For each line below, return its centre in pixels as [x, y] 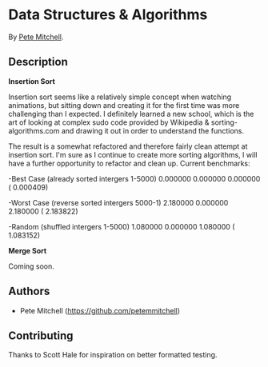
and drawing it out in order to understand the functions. [152, 130]
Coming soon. [31, 266]
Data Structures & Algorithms [108, 15]
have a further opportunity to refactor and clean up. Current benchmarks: [129, 163]
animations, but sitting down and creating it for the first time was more [124, 105]
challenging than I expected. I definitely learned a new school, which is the [131, 114]
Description [38, 62]
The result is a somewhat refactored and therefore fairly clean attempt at [128, 146]
